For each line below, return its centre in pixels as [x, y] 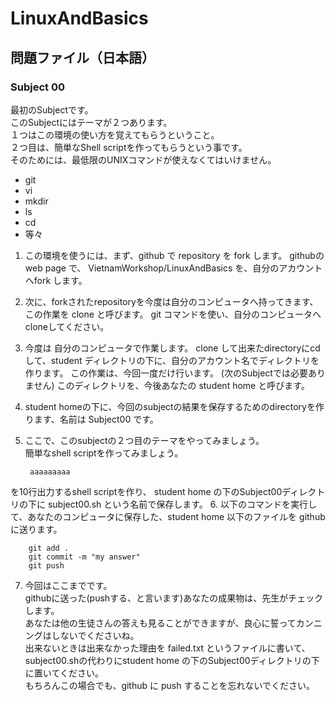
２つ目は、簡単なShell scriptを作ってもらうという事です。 [129, 147]
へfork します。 [56, 280]
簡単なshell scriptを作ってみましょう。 [104, 453]
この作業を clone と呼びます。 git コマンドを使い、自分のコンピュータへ [173, 314]
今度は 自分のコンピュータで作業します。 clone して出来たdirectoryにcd [172, 348]
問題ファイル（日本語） [82, 57]
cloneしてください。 [67, 326]
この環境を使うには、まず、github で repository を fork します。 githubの [174, 255]
